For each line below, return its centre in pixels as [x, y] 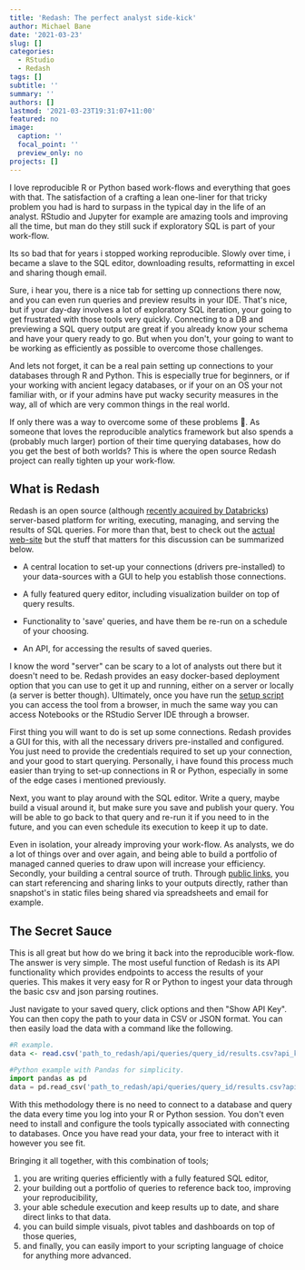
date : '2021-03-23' [46, 35]
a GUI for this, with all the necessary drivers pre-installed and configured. [147, 742]
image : [22, 128]
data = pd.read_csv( [49, 1086]
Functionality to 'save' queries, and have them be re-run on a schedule [155, 621]
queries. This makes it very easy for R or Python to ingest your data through [151, 982]
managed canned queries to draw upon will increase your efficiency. [138, 864]
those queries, [49, 1235]
